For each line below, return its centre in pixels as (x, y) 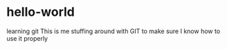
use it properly (27, 38)
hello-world (41, 12)
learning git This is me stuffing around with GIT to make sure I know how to (113, 31)
